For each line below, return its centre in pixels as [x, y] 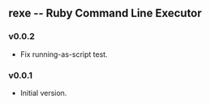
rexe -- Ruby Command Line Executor [105, 13]
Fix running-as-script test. [64, 54]
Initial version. [43, 93]
